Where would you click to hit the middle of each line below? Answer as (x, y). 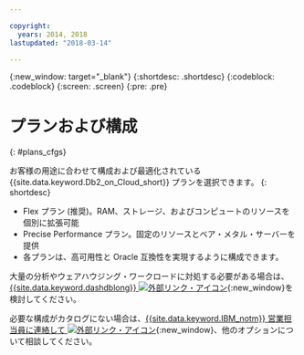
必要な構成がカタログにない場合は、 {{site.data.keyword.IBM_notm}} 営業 (147, 318)
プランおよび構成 (74, 126)
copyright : (30, 26)
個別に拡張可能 (51, 223)
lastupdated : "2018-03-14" (61, 43)
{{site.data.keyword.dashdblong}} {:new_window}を (152, 287)
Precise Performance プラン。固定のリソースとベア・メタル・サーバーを (159, 235)
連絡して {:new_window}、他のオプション (156, 330)
